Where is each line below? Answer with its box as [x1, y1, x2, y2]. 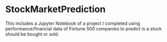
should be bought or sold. [5, 31, 60, 37]
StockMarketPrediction [5, 4, 106, 15]
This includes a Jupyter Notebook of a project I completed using [5, 20, 141, 26]
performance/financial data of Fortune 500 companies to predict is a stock [5, 25, 162, 31]
